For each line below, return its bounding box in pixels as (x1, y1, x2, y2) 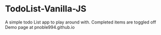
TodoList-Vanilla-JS (5, 3, 86, 14)
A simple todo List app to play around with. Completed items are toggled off (5, 19, 156, 25)
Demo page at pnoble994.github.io (5, 24, 75, 30)
